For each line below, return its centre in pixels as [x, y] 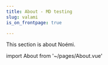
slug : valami [22, 17]
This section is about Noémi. [41, 44]
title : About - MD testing [39, 12]
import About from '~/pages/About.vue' [54, 56]
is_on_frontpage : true [34, 22]
